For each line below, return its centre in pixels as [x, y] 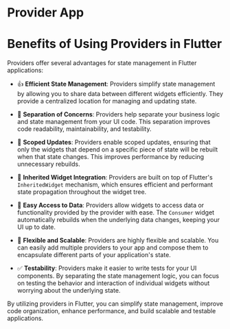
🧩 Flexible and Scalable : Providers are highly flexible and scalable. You [118, 241]
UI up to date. [36, 227]
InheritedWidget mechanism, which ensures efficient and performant [115, 185]
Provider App [46, 13]
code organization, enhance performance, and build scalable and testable [112, 311]
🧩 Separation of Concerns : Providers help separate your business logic [118, 114]
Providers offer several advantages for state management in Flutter [102, 63]
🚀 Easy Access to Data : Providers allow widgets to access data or [111, 205]
